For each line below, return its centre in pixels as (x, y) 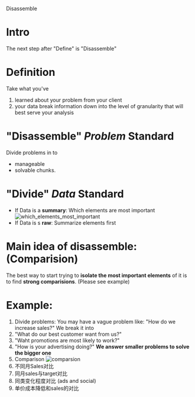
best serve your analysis (44, 112)
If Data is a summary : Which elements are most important (85, 210)
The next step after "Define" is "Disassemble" (61, 48)
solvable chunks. (35, 170)
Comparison (30, 359)
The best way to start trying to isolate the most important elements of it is (97, 275)
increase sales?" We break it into (54, 328)
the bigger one (33, 353)
